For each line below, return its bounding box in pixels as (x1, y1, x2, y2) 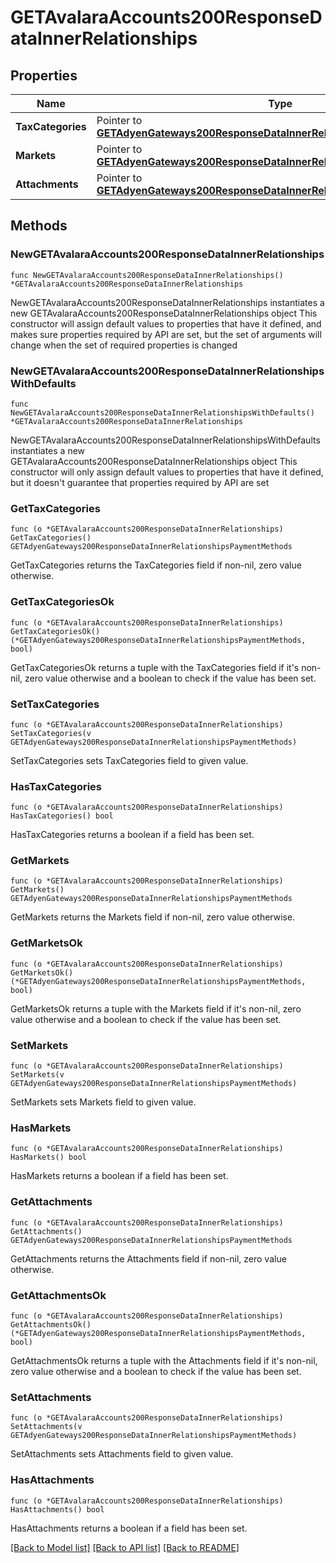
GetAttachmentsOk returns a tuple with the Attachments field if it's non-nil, (10, 1354, 318, 1366)
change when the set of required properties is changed (10, 339, 238, 351)
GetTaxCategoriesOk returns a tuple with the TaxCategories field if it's (10, 661, 300, 673)
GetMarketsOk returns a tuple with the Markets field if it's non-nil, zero (10, 1002, 302, 1015)
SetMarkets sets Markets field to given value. (10, 1096, 197, 1108)
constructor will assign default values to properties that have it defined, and (10, 317, 322, 330)
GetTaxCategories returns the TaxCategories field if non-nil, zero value (10, 559, 302, 571)
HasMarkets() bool (10, 1152, 87, 1163)
